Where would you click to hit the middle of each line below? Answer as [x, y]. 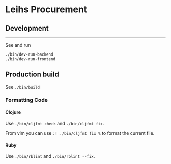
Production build [32, 75]
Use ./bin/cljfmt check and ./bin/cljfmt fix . [55, 123]
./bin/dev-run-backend [29, 54]
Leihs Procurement [46, 9]
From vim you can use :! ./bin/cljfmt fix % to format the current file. [80, 133]
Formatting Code [27, 100]
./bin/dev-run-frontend [31, 59]
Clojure [13, 112]
